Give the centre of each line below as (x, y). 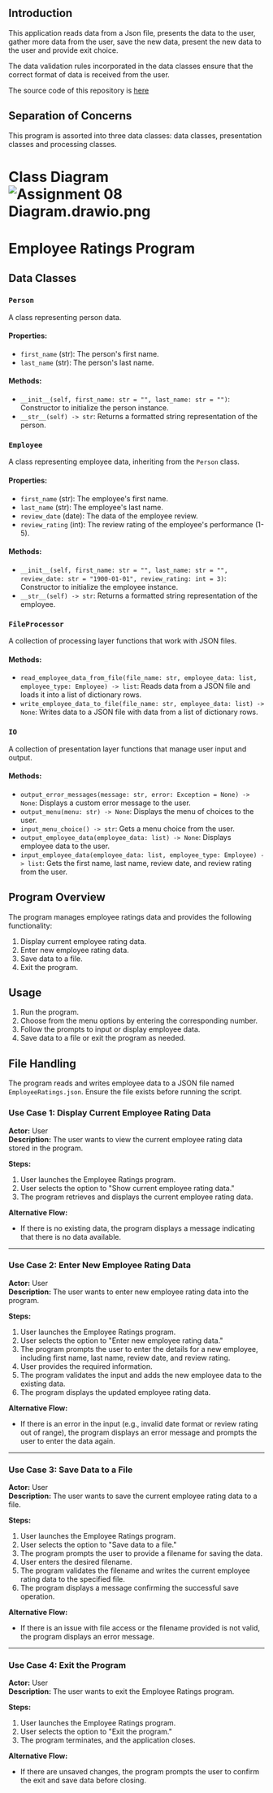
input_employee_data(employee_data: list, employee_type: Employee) (139, 855)
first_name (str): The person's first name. (90, 353)
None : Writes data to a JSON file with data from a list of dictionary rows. (139, 712)
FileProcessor (36, 624)
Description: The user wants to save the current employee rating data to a (133, 1496)
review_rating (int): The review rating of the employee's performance (136, 524)
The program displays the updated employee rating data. (115, 1392)
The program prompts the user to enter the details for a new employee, (139, 1349)
